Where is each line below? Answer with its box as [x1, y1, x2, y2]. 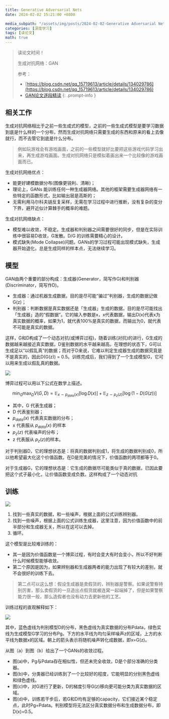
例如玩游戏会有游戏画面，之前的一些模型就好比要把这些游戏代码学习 [17, 146, 159, 152]
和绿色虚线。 [12, 677, 39, 683]
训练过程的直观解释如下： [5, 604, 58, 610]
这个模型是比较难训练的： [5, 541, 58, 547]
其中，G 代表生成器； [12, 402, 57, 408]
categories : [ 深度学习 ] [5, 26, 52, 31]
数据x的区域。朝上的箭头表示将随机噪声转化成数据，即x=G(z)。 [18, 637, 150, 643]
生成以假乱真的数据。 [18, 360, 63, 366]
